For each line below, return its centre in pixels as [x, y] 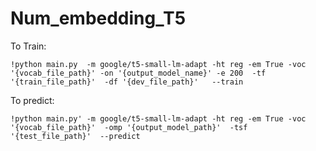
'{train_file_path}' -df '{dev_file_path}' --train [127, 82]
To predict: [32, 100]
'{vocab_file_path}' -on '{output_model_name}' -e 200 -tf [138, 73]
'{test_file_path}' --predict [75, 136]
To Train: [28, 46]
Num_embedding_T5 [98, 18]
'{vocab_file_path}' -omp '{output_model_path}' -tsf [129, 127]
